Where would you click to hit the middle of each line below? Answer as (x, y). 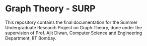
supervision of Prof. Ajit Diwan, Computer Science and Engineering (74, 33)
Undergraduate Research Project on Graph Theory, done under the (74, 27)
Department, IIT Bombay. (31, 38)
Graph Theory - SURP (50, 9)
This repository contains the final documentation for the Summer (71, 22)
